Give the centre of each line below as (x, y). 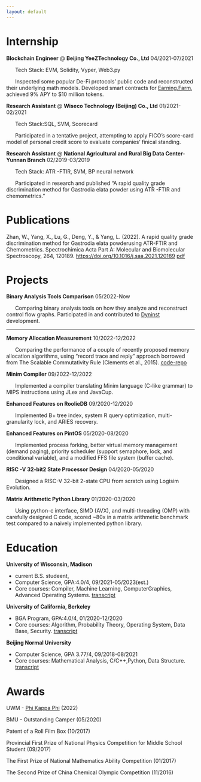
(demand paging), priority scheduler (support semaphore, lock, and (89, 451)
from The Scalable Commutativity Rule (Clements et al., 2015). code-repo (97, 362)
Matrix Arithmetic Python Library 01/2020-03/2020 (71, 499)
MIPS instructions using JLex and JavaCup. (60, 392)
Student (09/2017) (29, 749)
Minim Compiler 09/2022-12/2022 (49, 374)
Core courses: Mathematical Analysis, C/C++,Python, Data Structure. (100, 661)
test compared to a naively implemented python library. (74, 523)
